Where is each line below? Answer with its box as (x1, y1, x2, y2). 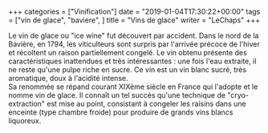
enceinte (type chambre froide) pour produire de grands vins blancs (8, 107, 233, 117)
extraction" (8, 99, 46, 108)
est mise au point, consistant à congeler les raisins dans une (47, 99, 246, 108)
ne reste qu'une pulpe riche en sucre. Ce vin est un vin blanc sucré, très (8, 65, 247, 75)
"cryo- (227, 91, 249, 99)
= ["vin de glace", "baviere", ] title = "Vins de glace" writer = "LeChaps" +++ (8, 15, 261, 25)
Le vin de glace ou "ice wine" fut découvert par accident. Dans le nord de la (8, 31, 259, 40)
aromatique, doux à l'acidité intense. (8, 74, 128, 83)
